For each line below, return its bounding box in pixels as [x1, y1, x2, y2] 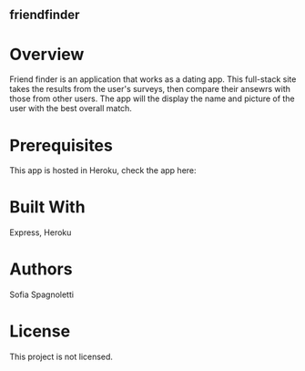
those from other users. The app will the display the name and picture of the [9, 93, 295, 104]
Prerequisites [9, 135, 114, 156]
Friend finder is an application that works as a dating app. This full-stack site [9, 74, 297, 85]
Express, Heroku [9, 227, 72, 238]
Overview [9, 44, 85, 65]
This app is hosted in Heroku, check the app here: [9, 165, 198, 176]
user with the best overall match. [9, 103, 132, 114]
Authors [9, 259, 73, 280]
